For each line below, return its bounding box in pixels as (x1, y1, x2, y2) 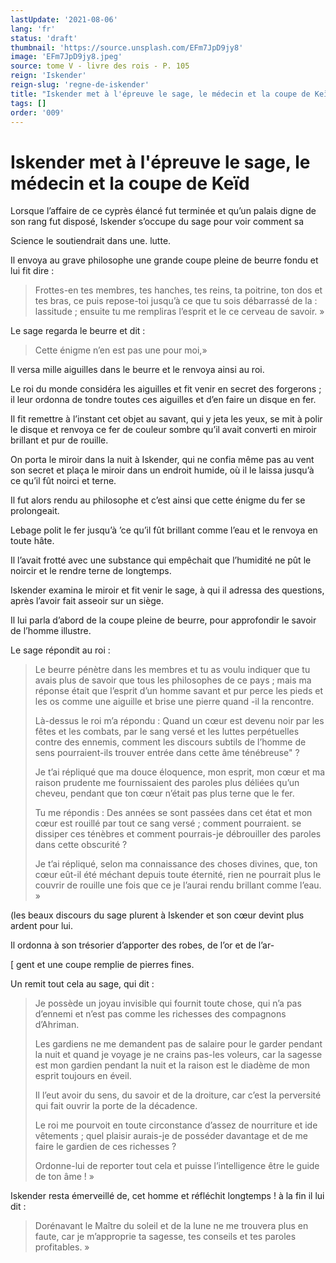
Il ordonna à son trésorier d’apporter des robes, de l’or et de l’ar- (10, 939, 275, 951)
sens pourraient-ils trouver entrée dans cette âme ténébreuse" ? (34, 747, 300, 759)
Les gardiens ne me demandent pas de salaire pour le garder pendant (34, 1038, 323, 1050)
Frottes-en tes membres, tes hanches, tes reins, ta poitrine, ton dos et (34, 284, 323, 296)
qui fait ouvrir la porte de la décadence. (34, 1100, 198, 1112)
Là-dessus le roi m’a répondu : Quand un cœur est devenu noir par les (34, 715, 325, 727)
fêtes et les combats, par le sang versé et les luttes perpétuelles (34, 726, 300, 738)
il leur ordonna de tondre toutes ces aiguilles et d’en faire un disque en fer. (10, 394, 317, 406)
